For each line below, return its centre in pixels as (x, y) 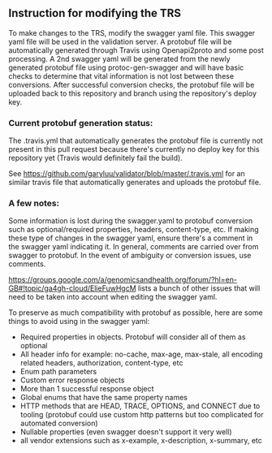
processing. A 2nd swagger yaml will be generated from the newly (119, 58)
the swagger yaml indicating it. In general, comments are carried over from (134, 247)
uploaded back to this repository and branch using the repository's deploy (133, 93)
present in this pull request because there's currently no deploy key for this (134, 149)
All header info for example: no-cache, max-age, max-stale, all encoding (141, 354)
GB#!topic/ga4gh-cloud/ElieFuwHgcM (72, 288)
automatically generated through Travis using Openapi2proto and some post (136, 50)
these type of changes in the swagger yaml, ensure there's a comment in (131, 238)
